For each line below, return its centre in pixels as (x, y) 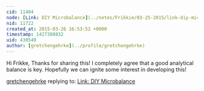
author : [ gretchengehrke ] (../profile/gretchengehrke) (76, 46)
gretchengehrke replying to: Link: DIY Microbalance (71, 81)
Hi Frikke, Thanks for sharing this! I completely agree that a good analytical (100, 63)
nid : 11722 (20, 23)
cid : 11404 (20, 12)
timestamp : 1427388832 (35, 35)
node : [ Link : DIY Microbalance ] (47, 18)
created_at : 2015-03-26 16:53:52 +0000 (57, 29)
